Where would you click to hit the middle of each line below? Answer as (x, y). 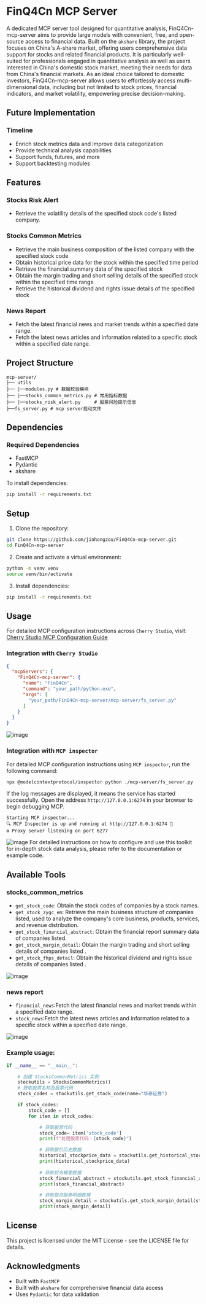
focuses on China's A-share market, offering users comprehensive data (97, 48)
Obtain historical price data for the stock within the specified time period (107, 262)
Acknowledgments (44, 1266)
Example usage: (31, 1053)
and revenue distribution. (47, 925)
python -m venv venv (33, 568)
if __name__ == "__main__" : (42, 1065)
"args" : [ (35, 694)
